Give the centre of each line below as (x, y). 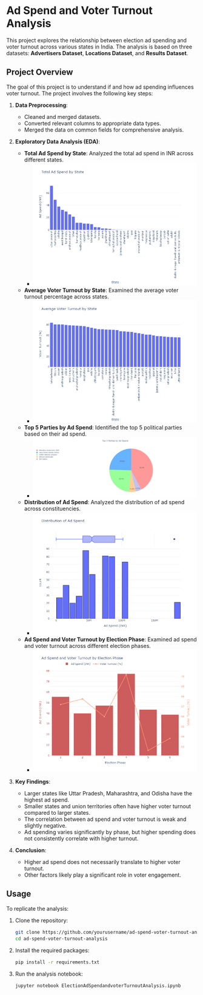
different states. (44, 160)
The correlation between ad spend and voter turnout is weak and (105, 819)
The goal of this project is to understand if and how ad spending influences (100, 87)
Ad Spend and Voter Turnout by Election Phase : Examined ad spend (110, 639)
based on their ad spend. (55, 434)
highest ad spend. (47, 800)
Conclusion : (31, 851)
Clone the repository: (42, 920)
